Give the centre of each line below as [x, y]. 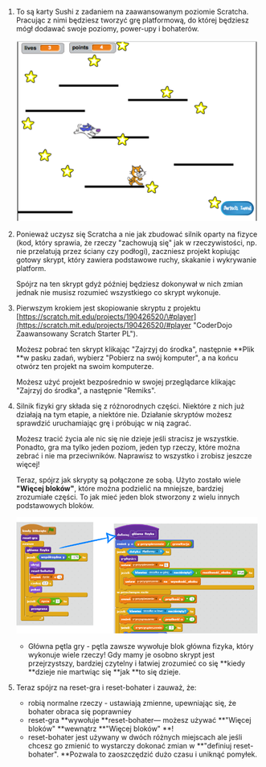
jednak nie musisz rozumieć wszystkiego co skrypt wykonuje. [118, 293]
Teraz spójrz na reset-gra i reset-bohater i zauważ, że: [106, 687]
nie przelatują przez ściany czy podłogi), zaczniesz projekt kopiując [128, 252]
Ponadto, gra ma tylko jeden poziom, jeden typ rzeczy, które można [128, 447]
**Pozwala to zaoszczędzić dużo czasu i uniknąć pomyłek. [159, 754]
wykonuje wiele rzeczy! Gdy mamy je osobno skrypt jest [121, 655]
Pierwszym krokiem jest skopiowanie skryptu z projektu [108, 308]
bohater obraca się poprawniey [80, 712]
